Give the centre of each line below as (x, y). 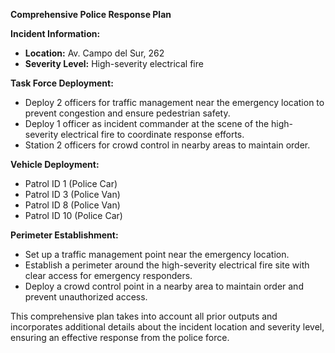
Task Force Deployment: (62, 83)
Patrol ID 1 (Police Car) (71, 183)
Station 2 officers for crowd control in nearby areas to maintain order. (167, 145)
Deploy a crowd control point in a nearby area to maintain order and (164, 286)
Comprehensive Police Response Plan (91, 14)
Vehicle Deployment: (55, 164)
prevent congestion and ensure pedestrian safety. (127, 113)
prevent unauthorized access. (86, 297)
